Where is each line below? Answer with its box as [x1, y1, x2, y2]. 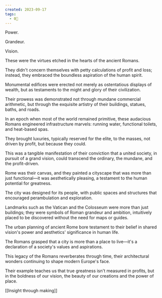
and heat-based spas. [5, 126, 49, 132]
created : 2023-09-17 [5, 7, 47, 12]
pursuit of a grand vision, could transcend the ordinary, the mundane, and [5, 156, 153, 161]
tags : [5, 12, 16, 17]
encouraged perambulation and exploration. [5, 195, 93, 201]
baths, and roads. [5, 106, 40, 112]
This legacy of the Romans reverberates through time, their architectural [5, 253, 149, 259]
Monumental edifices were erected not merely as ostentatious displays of [5, 82, 152, 88]
